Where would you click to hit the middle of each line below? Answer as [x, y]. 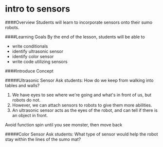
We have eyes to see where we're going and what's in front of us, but [82, 95]
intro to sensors [38, 9]
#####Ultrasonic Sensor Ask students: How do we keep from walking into [79, 80]
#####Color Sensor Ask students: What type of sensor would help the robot [81, 134]
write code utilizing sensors [40, 61]
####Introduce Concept [29, 71]
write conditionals [30, 46]
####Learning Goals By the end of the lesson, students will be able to [75, 37]
